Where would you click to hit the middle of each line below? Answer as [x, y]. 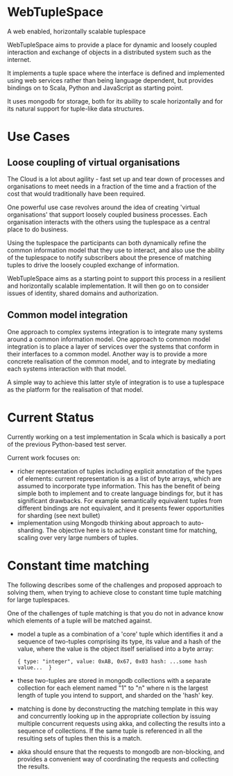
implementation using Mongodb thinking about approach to [102, 522]
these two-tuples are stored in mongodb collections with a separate [114, 680]
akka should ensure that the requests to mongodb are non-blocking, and [121, 752]
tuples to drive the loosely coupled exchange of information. [93, 265]
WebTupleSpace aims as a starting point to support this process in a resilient [116, 278]
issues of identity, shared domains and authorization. [83, 293]
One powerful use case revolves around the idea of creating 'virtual [104, 207]
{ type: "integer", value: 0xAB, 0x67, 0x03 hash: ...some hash [112, 661]
